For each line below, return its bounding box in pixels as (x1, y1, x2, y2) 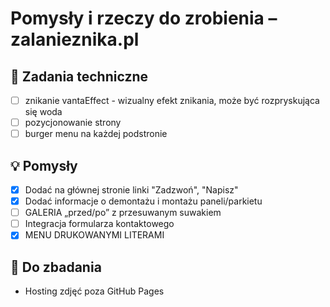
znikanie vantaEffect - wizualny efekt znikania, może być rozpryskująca (24, 95, 320, 106)
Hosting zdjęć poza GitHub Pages (24, 285, 165, 297)
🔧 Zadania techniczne (10, 68, 148, 85)
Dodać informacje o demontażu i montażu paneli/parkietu (24, 195, 263, 207)
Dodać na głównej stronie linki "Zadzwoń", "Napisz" (24, 184, 239, 196)
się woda (24, 106, 63, 118)
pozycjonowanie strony (24, 117, 122, 129)
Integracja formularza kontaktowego (24, 218, 175, 230)
